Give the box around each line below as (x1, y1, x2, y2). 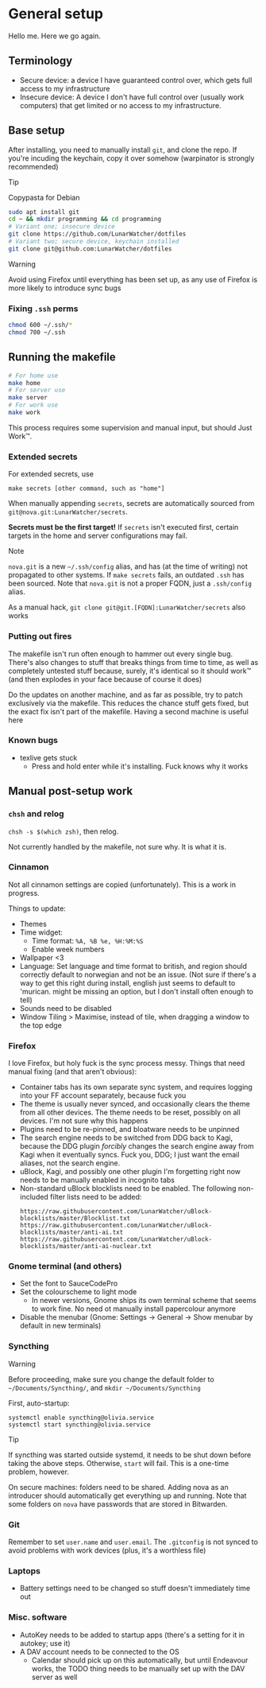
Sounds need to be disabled (19, 1003, 113, 1013)
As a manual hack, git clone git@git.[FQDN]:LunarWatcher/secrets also (8, 602, 246, 613)
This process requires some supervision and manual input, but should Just (8, 422, 253, 432)
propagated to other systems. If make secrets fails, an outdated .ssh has (8, 570, 245, 580)
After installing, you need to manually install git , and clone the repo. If (8, 145, 237, 154)
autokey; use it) (19, 1638, 71, 1647)
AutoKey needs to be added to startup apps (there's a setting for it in (19, 1630, 245, 1639)
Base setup (8, 124, 65, 138)
